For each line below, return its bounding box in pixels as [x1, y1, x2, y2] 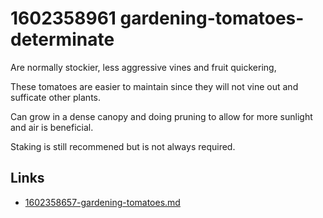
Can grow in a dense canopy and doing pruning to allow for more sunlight [10, 110, 313, 122]
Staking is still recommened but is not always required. [10, 140, 236, 152]
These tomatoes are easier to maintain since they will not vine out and [10, 80, 299, 92]
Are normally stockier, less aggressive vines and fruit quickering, [10, 61, 277, 73]
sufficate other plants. [10, 91, 101, 103]
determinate [10, 28, 115, 51]
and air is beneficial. [10, 121, 94, 133]
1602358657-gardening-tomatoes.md [24, 196, 181, 208]
